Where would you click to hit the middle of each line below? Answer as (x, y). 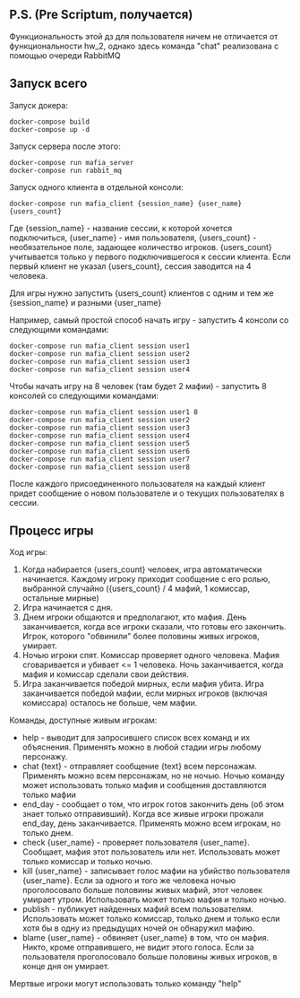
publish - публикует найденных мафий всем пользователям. (137, 909)
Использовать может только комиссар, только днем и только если (151, 919)
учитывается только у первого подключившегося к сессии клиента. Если (150, 256)
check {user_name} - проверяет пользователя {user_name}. (136, 843)
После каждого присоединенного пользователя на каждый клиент (137, 483)
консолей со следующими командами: (84, 395)
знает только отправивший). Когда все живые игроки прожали (143, 814)
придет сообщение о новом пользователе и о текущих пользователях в (147, 493)
